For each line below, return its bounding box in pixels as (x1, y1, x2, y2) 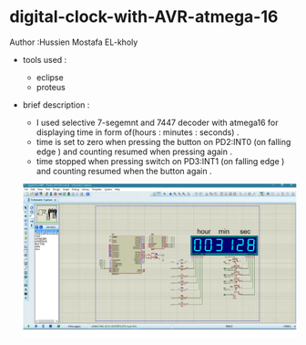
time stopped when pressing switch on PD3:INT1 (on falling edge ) (36, 155, 285, 166)
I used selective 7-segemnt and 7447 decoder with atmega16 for (36, 117, 280, 128)
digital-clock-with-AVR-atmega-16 (9, 6, 279, 27)
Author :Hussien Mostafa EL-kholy (9, 37, 138, 47)
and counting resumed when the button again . (36, 165, 212, 176)
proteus (36, 81, 66, 92)
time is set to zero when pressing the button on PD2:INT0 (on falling (36, 136, 291, 147)
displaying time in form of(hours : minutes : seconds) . (36, 126, 240, 138)
